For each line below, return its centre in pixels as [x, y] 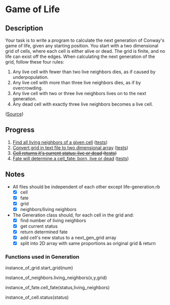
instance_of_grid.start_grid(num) [39, 268]
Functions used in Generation [42, 257]
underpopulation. [31, 77]
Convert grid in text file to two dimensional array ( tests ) [70, 147]
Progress [20, 130]
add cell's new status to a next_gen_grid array [68, 238]
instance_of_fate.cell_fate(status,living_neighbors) [58, 288]
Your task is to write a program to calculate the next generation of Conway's [85, 40]
